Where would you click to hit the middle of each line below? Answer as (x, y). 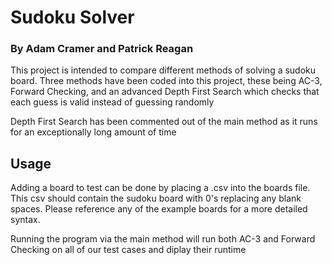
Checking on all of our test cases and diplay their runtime (128, 250)
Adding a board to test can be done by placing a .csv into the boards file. (160, 188)
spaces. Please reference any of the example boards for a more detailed (159, 209)
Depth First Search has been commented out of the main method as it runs (164, 122)
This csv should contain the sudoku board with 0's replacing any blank (156, 198)
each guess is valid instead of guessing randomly (112, 102)
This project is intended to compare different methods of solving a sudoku (163, 70)
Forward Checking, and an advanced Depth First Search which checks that (165, 92)
